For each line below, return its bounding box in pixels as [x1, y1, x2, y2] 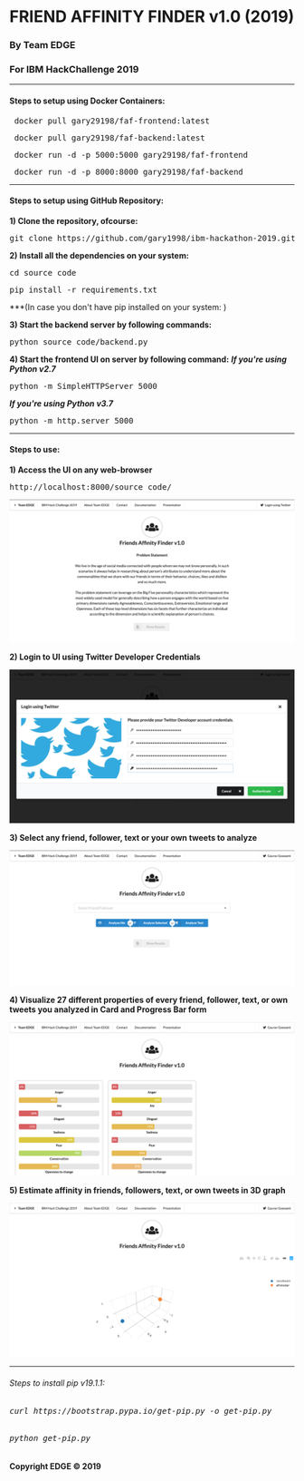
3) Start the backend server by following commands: [9, 319, 213, 330]
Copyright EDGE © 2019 [9, 1460, 101, 1471]
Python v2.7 [9, 363, 56, 374]
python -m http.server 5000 [9, 415, 134, 425]
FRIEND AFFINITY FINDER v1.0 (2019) [9, 6, 295, 27]
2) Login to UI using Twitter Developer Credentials [9, 651, 201, 663]
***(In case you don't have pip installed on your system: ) [9, 301, 227, 312]
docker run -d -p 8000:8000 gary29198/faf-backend [14, 166, 244, 177]
